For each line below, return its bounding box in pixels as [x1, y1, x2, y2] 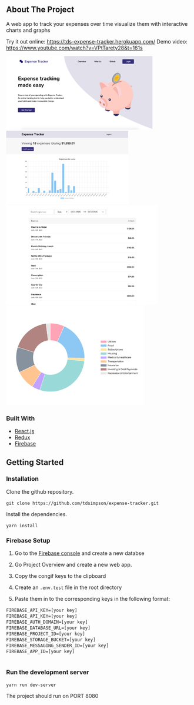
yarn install [6, 523, 38, 528]
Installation [6, 475, 39, 483]
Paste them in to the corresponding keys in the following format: [14, 596, 170, 603]
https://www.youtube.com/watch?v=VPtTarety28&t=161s [6, 44, 143, 51]
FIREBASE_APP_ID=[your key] [6, 649, 75, 655]
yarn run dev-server [6, 682, 57, 688]
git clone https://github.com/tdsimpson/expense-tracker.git [6, 500, 159, 506]
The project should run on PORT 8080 [6, 693, 99, 700]
